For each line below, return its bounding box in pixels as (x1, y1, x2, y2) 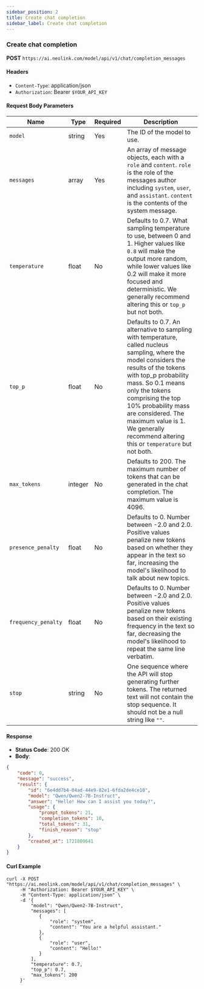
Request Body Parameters (6, 102, 74, 110)
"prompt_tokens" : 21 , (38, 810, 94, 816)
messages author (127, 176, 177, 185)
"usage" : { (28, 804, 56, 810)
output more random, (127, 254, 188, 263)
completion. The (127, 488, 174, 496)
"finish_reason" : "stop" (38, 827, 102, 833)
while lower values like (127, 262, 191, 271)
